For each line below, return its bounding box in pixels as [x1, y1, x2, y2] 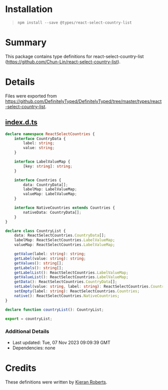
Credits [5, 362, 36, 373]
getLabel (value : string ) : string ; [14, 256, 86, 261]
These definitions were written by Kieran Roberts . [5, 379, 107, 385]
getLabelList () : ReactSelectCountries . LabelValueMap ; [14, 270, 128, 275]
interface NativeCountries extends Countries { [14, 205, 115, 210]
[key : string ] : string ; [23, 164, 72, 169]
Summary [5, 37, 46, 48]
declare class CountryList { [5, 228, 66, 233]
